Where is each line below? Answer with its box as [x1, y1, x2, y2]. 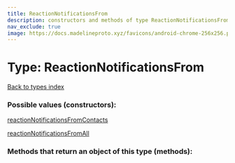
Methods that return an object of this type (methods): [7, 147, 193, 157]
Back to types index [7, 83, 64, 91]
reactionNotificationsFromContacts [7, 116, 108, 124]
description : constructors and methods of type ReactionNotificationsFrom [7, 17, 230, 24]
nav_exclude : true [7, 23, 61, 30]
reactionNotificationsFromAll [7, 130, 90, 138]
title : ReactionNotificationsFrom [7, 10, 108, 17]
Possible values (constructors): [7, 100, 117, 110]
